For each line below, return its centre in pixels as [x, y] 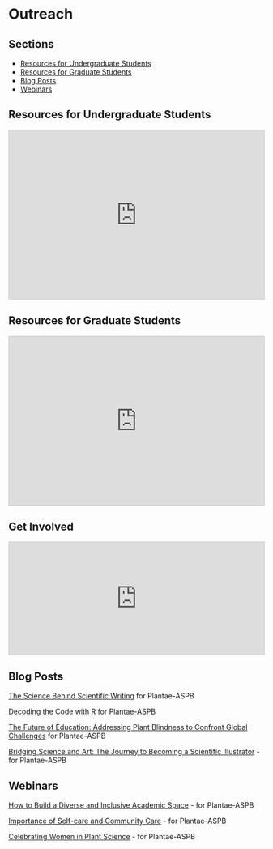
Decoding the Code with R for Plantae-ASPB [82, 712]
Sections [31, 44]
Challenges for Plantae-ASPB [57, 736]
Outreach [41, 14]
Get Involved [41, 527]
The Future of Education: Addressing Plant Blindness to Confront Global [128, 727]
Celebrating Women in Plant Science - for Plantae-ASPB [102, 837]
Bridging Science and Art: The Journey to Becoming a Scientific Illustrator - [134, 752]
